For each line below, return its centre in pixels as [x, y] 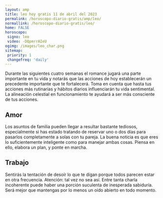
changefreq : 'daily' [28, 60]
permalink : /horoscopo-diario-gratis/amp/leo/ [53, 19]
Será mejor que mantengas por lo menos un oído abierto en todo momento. [81, 190]
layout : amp [17, 10]
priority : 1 [19, 55]
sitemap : [14, 50]
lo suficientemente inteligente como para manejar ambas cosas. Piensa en [80, 142]
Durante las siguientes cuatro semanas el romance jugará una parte [73, 73]
